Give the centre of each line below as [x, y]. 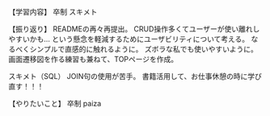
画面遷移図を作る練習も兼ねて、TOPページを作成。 [93, 59]
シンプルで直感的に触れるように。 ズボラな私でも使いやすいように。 [144, 49]
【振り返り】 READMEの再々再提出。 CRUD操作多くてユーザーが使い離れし [134, 29]
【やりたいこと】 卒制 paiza [55, 104]
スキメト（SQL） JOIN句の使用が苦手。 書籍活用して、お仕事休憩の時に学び [135, 76]
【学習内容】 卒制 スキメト [53, 12]
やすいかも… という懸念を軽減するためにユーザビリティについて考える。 [129, 39]
